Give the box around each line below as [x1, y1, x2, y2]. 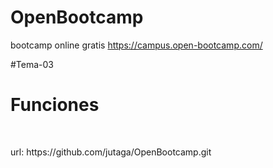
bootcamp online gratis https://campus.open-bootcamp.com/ [10, 39, 263, 51]
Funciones [10, 94, 100, 116]
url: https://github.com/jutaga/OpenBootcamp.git [10, 146, 212, 158]
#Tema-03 [10, 58, 55, 70]
